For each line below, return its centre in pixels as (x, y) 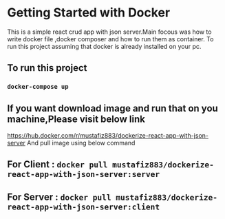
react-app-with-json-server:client (84, 207)
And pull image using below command (81, 143)
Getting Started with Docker (89, 13)
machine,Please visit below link (76, 119)
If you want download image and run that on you (112, 108)
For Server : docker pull (59, 197)
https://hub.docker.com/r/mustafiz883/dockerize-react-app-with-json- (108, 136)
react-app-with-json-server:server (84, 175)
